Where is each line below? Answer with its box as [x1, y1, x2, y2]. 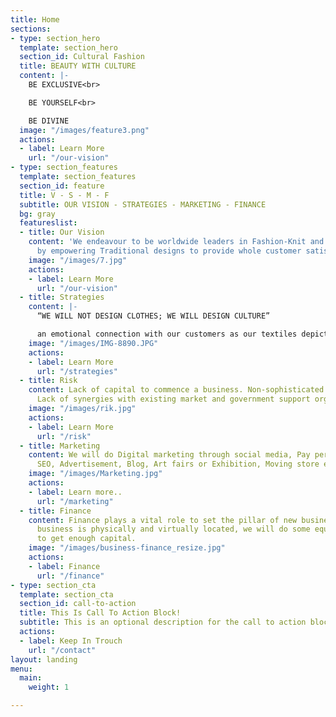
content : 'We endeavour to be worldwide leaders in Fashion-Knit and [28, 237, 325, 247]
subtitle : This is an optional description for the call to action [19, 617, 307, 628]
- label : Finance [28, 561, 101, 571]
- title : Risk [19, 376, 78, 386]
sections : [10, 24, 52, 34]
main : [19, 673, 43, 683]
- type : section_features [10, 162, 118, 173]
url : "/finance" [36, 571, 105, 581]
